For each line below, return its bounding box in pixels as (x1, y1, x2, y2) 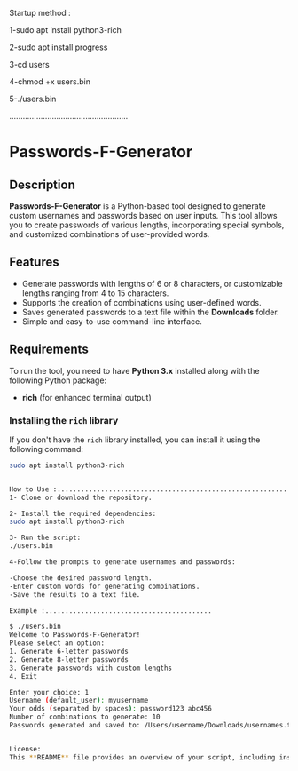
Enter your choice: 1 (9, 688, 90, 696)
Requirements (9, 342, 89, 357)
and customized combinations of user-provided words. (9, 229, 210, 239)
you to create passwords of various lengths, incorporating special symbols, (9, 219, 285, 230)
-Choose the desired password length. (9, 573, 153, 583)
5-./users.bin (9, 93, 57, 104)
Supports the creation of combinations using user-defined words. (21, 297, 262, 307)
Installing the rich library (9, 414, 119, 426)
